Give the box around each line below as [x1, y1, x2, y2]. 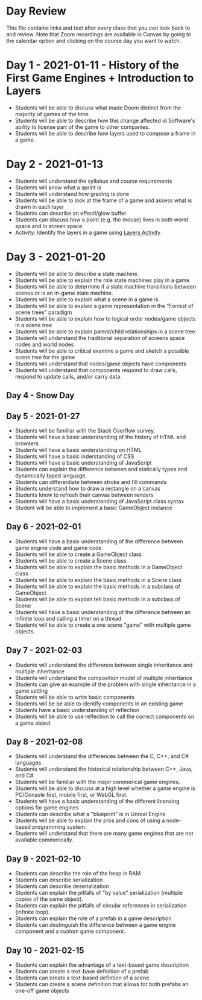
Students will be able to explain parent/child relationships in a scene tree [14, 328, 195, 335]
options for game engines [14, 804, 80, 811]
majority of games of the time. [14, 110, 90, 117]
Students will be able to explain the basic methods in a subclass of [14, 583, 181, 590]
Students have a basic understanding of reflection [14, 706, 140, 713]
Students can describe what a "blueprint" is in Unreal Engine [14, 811, 166, 818]
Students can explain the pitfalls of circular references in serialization [14, 902, 187, 909]
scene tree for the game [14, 353, 75, 361]
